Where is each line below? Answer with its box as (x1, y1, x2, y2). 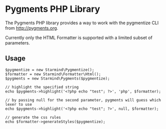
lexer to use (5, 102, 32, 107)
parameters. (5, 40, 30, 45)
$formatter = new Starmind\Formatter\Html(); (5, 72, 101, 77)
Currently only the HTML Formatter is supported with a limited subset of (5, 35, 153, 41)
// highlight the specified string (5, 85, 79, 89)
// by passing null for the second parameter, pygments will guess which (5, 97, 162, 102)
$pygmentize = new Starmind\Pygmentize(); (5, 67, 94, 72)
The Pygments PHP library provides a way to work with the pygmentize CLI (5, 20, 159, 26)
